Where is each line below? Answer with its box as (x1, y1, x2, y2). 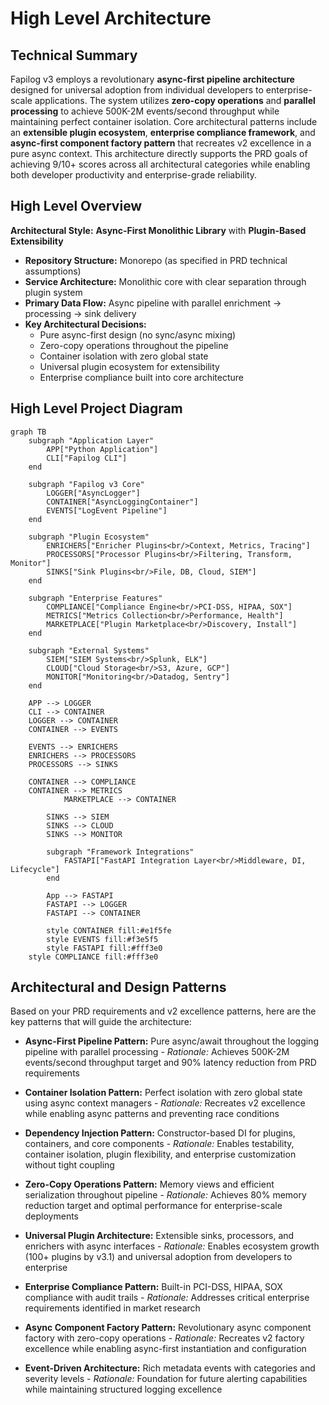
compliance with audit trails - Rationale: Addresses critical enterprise (24, 1292, 310, 1304)
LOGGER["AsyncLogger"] (46, 488, 141, 498)
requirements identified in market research (24, 1302, 201, 1314)
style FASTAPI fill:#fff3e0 (46, 943, 163, 953)
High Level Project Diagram (10, 400, 183, 417)
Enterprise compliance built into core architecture (39, 371, 245, 383)
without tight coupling (24, 1159, 115, 1171)
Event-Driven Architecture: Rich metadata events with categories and (24, 1362, 316, 1374)
